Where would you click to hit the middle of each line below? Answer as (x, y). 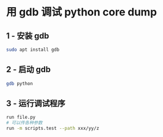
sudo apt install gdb (33, 50)
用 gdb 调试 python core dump (81, 12)
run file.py (21, 118)
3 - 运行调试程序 (36, 103)
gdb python (20, 83)
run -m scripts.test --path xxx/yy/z (53, 128)
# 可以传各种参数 (24, 123)
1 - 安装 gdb (28, 36)
